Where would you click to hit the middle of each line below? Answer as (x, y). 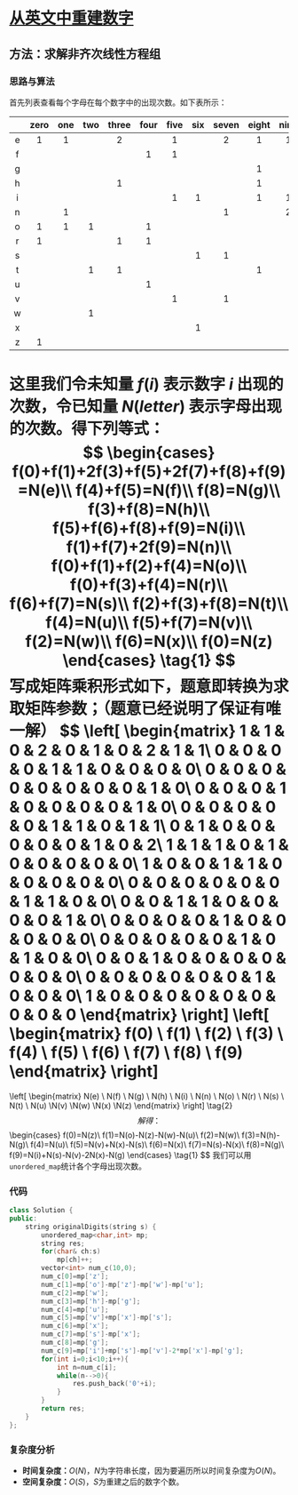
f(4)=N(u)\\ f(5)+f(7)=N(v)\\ (149, 623)
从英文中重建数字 (72, 18)
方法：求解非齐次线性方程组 (85, 54)
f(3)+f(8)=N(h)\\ (149, 510)
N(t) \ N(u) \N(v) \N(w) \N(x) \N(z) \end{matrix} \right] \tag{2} (121, 1105)
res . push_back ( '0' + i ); (114, 1384)
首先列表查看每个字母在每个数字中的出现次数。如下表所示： (118, 102)
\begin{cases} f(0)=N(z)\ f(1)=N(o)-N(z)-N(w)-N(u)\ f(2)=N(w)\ (125, 1135)
